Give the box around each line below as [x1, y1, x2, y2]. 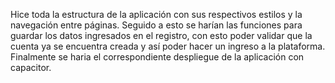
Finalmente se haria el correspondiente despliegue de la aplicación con [10, 51, 305, 63]
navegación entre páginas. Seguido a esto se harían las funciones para [10, 19, 303, 31]
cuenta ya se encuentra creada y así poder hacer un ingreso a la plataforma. [10, 40, 326, 52]
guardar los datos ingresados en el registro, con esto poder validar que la [10, 30, 313, 41]
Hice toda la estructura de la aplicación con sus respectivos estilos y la [10, 9, 303, 20]
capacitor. [10, 62, 52, 73]
